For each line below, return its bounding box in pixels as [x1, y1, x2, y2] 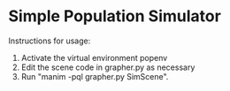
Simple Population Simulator [8, 6, 222, 27]
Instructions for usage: [8, 35, 91, 46]
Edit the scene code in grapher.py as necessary [20, 62, 195, 72]
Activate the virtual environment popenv [20, 52, 168, 63]
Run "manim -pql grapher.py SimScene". [20, 71, 169, 81]
